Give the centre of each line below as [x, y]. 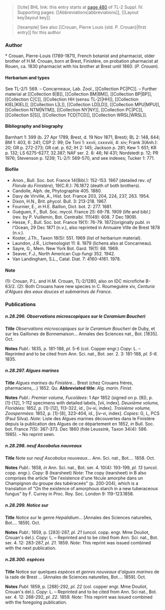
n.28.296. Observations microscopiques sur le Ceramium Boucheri [75, 316]
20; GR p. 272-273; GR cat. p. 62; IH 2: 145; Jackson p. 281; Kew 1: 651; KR [81, 147]
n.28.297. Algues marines [32, 370]
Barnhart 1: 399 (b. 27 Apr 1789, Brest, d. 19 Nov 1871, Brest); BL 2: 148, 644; [83, 137]
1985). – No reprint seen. [30, 434]
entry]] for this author [39, 32]
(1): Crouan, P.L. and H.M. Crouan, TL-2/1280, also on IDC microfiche [75, 281]
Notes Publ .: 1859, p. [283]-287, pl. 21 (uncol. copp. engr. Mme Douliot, [77, 532]
